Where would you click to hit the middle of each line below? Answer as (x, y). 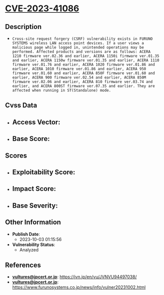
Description (23, 27)
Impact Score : (34, 189)
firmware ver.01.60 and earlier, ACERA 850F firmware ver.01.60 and (83, 73)
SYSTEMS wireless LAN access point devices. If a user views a (78, 43)
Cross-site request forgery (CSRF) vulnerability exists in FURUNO (82, 39)
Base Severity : (35, 205)
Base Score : (31, 139)
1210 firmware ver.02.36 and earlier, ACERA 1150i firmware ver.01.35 (86, 56)
